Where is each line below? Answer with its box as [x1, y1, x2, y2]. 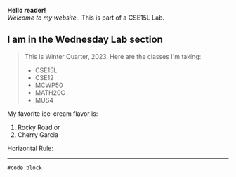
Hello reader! [7, 6, 46, 14]
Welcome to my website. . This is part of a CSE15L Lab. [7, 13, 165, 22]
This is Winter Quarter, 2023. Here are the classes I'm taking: [24, 52, 202, 60]
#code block [7, 164, 42, 171]
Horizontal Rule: [7, 144, 54, 152]
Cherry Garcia [17, 130, 58, 139]
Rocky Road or [17, 123, 60, 131]
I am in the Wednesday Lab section [7, 34, 163, 46]
